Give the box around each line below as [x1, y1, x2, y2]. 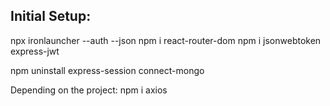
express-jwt [10, 45, 60, 57]
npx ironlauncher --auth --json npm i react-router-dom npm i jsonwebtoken [10, 34, 322, 46]
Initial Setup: [10, 8, 92, 25]
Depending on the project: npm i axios [10, 84, 168, 96]
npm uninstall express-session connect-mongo [10, 64, 205, 76]
